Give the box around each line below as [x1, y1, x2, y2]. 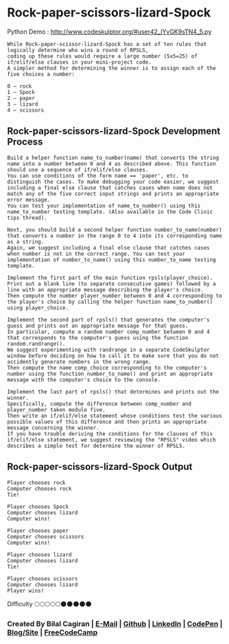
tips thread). [7, 214, 48, 221]
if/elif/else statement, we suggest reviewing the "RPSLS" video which [7, 436, 216, 443]
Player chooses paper [7, 527, 69, 534]
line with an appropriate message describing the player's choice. [7, 286, 204, 293]
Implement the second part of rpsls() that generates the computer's [7, 316, 210, 323]
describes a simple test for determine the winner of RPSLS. [7, 442, 186, 449]
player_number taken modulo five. [7, 406, 106, 413]
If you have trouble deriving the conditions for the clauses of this [7, 430, 213, 437]
